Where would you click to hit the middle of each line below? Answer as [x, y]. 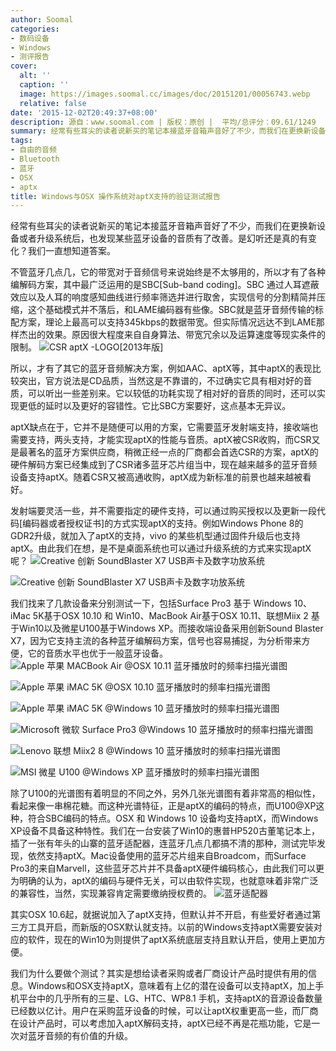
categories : [35, 29]
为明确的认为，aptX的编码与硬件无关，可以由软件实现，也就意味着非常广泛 [164, 881]
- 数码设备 [30, 38]
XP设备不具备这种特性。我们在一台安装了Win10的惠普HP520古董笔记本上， [165, 831]
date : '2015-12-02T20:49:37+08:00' [84, 112]
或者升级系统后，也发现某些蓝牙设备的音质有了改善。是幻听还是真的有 [163, 238]
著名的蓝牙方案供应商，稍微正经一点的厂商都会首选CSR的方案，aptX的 [173, 452]
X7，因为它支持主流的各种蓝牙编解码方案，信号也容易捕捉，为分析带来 [156, 641]
